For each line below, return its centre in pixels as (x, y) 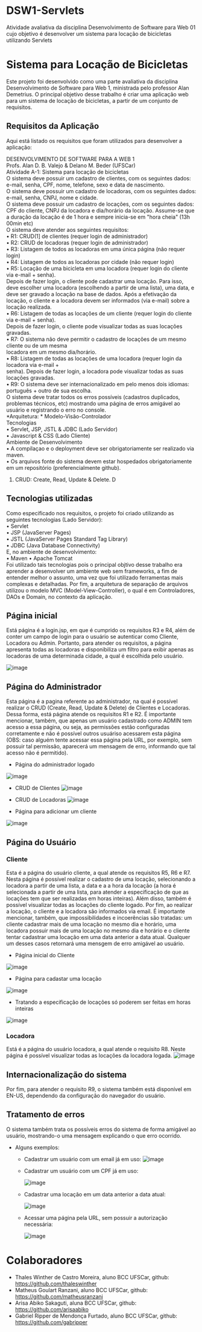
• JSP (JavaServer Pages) (39, 532)
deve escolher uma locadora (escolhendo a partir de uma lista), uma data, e (100, 288)
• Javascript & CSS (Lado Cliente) (48, 435)
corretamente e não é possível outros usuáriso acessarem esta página (93, 734)
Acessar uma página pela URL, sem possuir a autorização (96, 1218)
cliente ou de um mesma (37, 345)
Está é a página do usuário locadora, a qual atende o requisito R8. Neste (96, 1049)
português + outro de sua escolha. (49, 391)
